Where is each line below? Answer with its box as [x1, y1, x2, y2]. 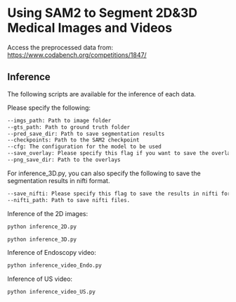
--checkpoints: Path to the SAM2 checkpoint [7, 137, 140, 144]
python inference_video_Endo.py [7, 262, 102, 269]
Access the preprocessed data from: [7, 43, 114, 51]
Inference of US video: [7, 275, 72, 283]
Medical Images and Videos [7, 20, 173, 36]
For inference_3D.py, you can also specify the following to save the [7, 169, 202, 177]
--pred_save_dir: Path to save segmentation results [7, 130, 165, 137]
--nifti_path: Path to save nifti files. [7, 196, 131, 203]
